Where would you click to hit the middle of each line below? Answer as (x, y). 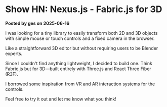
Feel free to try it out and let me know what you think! (61, 99)
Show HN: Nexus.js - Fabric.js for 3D (84, 9)
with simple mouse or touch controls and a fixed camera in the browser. (80, 38)
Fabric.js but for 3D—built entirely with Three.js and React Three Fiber (78, 69)
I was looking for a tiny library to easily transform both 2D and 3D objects (81, 33)
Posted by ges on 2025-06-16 (37, 23)
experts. (14, 54)
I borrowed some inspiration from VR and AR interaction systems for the (80, 84)
